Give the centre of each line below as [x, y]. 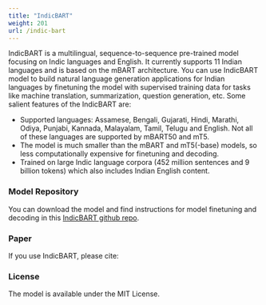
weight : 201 [28, 23]
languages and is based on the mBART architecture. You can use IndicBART [133, 70]
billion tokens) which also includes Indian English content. [115, 171]
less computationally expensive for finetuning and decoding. [119, 154]
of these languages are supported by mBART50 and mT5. [115, 137]
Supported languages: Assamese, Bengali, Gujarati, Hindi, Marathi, [129, 120]
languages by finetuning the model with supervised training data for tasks [130, 87]
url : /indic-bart [37, 30]
